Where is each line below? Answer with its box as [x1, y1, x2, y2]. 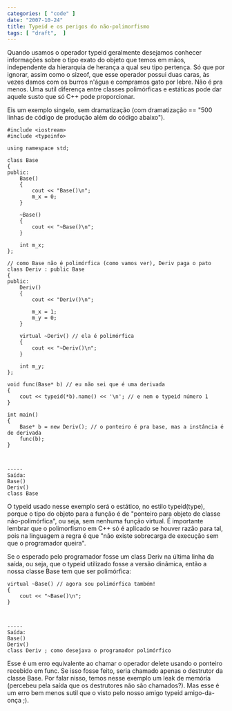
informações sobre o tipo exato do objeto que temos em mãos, [7, 56, 186, 64]
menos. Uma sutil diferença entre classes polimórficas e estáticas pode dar [7, 85, 222, 93]
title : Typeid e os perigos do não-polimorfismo [7, 23, 150, 30]
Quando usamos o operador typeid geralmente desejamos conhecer [7, 48, 202, 57]
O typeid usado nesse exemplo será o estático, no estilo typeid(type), [7, 503, 205, 511]
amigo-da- [184, 689, 215, 697]
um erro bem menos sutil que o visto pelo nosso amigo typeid [7, 689, 183, 697]
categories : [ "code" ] [7, 10, 76, 17]
